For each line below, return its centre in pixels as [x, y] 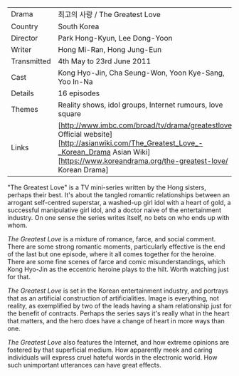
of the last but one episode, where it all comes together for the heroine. [112, 254]
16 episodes [79, 93]
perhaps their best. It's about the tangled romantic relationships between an [118, 195]
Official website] [85, 134]
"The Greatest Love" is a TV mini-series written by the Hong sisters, [107, 187]
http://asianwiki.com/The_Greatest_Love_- [132, 143]
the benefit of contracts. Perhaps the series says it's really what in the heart [118, 313]
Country [25, 26]
